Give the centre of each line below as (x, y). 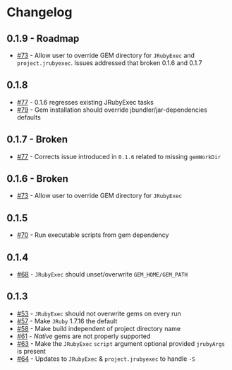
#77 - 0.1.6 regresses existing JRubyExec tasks (85, 102)
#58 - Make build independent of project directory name (99, 328)
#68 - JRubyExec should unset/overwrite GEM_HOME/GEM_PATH (102, 274)
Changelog (39, 12)
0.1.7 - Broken (37, 140)
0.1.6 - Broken (37, 179)
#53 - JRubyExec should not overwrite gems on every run (99, 313)
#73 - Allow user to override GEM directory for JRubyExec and (106, 55)
